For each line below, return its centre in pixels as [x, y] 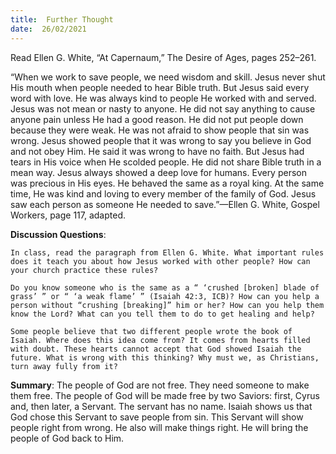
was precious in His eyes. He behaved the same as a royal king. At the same [167, 183]
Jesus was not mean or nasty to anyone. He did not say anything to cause [163, 108]
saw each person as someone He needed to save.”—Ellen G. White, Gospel [165, 204]
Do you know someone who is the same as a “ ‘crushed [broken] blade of [165, 287]
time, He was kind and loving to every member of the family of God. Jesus [163, 193]
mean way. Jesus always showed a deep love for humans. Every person [158, 172]
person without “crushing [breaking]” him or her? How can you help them [167, 305]
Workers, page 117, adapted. [68, 215]
